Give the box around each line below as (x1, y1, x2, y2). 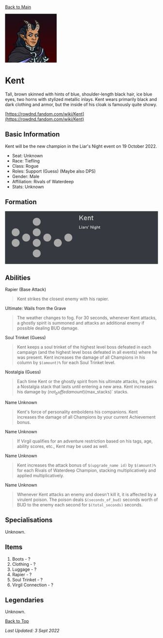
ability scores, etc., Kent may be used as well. (16, 443, 108, 449)
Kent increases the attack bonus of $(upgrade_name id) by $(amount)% (16, 462, 156, 468)
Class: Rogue (12, 163, 39, 169)
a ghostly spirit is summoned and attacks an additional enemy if (16, 320, 145, 326)
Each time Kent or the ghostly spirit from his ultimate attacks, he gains (16, 379, 157, 385)
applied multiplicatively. (16, 472, 65, 478)
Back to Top (5, 619, 29, 624)
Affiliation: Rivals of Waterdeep (12, 178, 74, 184)
